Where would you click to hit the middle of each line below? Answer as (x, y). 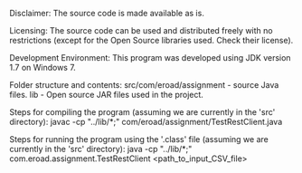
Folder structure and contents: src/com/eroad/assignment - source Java (144, 85)
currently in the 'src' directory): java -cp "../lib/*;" (101, 149)
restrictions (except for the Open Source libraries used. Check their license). (151, 40)
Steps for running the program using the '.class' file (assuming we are (139, 139)
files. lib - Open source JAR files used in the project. (106, 95)
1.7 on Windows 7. (43, 67)
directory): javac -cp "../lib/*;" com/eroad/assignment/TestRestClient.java (146, 122)
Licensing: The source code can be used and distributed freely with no (141, 30)
